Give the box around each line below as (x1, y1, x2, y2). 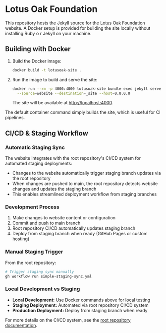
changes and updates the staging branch (12, 186, 97, 192)
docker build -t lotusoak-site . (12, 67, 82, 72)
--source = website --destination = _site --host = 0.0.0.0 (17, 91, 130, 96)
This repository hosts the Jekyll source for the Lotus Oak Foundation (5, 20, 145, 26)
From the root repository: (5, 260, 56, 266)
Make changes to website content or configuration (12, 215, 115, 221)
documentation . (5, 322, 38, 328)
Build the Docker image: (12, 58, 62, 64)
